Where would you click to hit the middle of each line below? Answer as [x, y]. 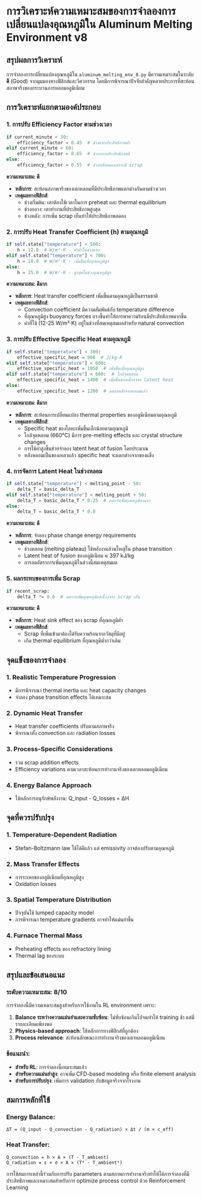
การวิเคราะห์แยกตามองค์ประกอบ [54, 107]
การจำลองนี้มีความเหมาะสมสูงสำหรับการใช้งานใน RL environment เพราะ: [81, 1005]
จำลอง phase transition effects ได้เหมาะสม [63, 697]
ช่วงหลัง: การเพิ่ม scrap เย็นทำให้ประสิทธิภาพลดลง [75, 216]
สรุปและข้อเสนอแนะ [36, 974]
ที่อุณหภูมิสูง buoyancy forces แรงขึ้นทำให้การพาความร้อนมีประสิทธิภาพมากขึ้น [105, 316]
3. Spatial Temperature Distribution [59, 899]
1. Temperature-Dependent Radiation [62, 835]
